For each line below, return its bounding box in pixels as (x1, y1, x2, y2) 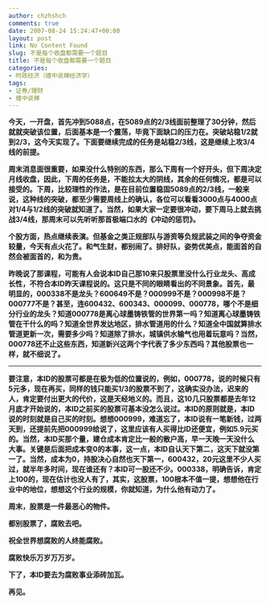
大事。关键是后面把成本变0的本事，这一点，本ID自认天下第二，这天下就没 (8, 444, 253, 454)
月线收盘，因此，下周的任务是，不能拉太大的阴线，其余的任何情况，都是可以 (8, 175, 262, 184)
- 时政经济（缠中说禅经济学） (8, 72, 94, 80)
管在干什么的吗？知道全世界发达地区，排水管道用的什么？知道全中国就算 (8, 319, 247, 329)
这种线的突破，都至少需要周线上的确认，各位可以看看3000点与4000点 (22, 195, 258, 204)
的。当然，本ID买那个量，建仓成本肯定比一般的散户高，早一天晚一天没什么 (8, 434, 256, 444)
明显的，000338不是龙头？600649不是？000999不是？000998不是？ (8, 289, 247, 298)
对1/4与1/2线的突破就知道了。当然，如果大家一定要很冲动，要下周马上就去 (8, 204, 255, 214)
